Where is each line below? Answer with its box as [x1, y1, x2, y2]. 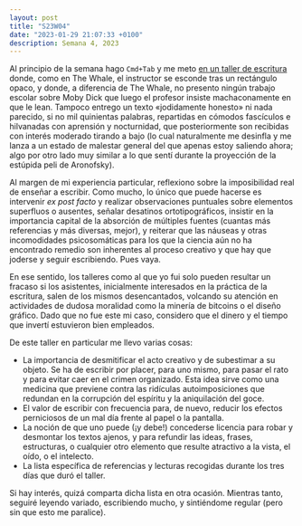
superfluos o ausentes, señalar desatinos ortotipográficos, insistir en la [9, 206, 274, 217]
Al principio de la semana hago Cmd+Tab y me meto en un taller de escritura [9, 63, 288, 74]
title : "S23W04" [9, 22, 71, 31]
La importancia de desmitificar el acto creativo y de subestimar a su [22, 355, 276, 366]
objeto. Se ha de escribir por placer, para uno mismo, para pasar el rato [22, 364, 289, 376]
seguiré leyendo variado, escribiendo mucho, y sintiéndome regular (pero [9, 497, 283, 508]
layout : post [9, 13, 59, 23]
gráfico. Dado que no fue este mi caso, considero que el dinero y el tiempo [9, 310, 288, 321]
